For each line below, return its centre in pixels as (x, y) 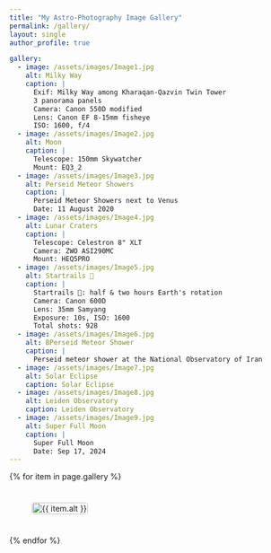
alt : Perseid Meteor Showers (80, 184)
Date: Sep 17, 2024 (69, 451)
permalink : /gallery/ (50, 26)
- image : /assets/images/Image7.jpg (86, 368)
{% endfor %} (35, 540)
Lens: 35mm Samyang (69, 309)
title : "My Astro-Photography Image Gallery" (96, 18)
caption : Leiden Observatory (80, 409)
